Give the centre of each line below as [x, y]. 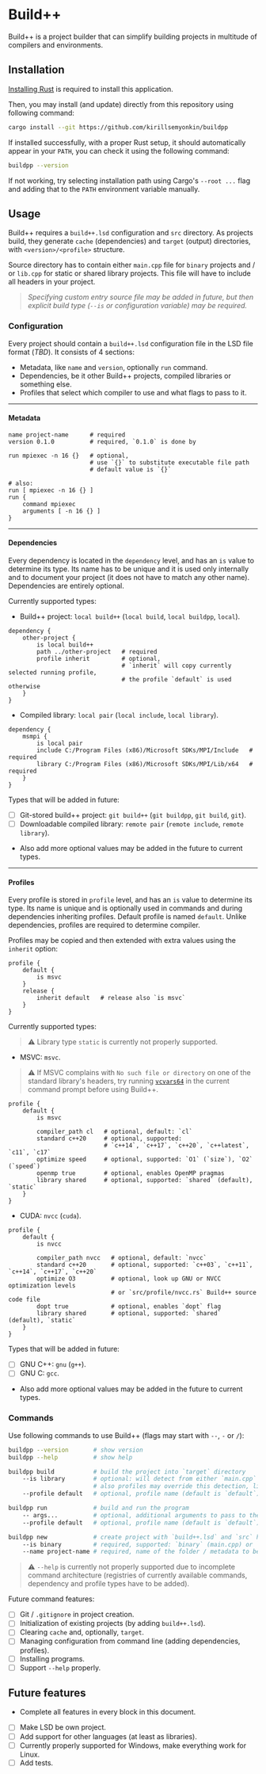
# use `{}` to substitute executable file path [169, 462]
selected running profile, [53, 673]
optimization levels [42, 1286]
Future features [47, 1693]
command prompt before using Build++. [93, 1089]
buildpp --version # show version [76, 1450]
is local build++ [65, 645]
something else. [46, 384]
